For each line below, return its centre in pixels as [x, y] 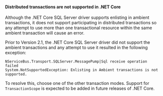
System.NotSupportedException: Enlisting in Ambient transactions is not [82, 70]
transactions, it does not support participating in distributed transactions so [81, 23]
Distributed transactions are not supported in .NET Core [63, 7]
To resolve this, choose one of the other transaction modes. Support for [77, 83]
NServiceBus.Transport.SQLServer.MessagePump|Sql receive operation [76, 62]
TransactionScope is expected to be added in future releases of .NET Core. [80, 88]
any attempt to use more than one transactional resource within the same [79, 28]
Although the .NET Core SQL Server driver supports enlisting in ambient [77, 17]
